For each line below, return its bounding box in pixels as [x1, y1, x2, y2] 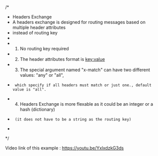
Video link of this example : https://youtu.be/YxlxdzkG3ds [5, 145, 124, 151]
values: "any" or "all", [19, 72, 64, 78]
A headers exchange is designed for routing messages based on [12, 19, 146, 25]
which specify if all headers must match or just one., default [14, 83, 151, 88]
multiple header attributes [12, 24, 66, 30]
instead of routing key [12, 30, 58, 35]
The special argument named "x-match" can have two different [19, 67, 150, 73]
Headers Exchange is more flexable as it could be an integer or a [19, 101, 153, 107]
